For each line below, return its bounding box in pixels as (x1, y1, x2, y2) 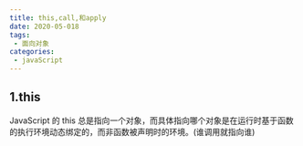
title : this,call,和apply (9, 13, 107, 23)
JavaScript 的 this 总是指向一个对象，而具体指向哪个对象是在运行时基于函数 (9, 115, 294, 126)
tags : (9, 30, 30, 39)
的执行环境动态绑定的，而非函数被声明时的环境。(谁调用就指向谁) (9, 126, 256, 137)
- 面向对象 (13, 38, 50, 48)
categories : (9, 47, 55, 57)
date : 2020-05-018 (9, 22, 79, 31)
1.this (9, 89, 41, 105)
